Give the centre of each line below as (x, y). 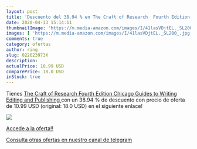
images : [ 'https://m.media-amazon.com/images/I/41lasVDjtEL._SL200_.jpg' (99, 33)
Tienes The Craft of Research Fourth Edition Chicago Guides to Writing (91, 94)
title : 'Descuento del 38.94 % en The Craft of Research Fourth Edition (98, 17)
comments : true (25, 39)
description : (22, 60)
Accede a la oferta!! (30, 128)
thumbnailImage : (26, 28)
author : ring (22, 50)
